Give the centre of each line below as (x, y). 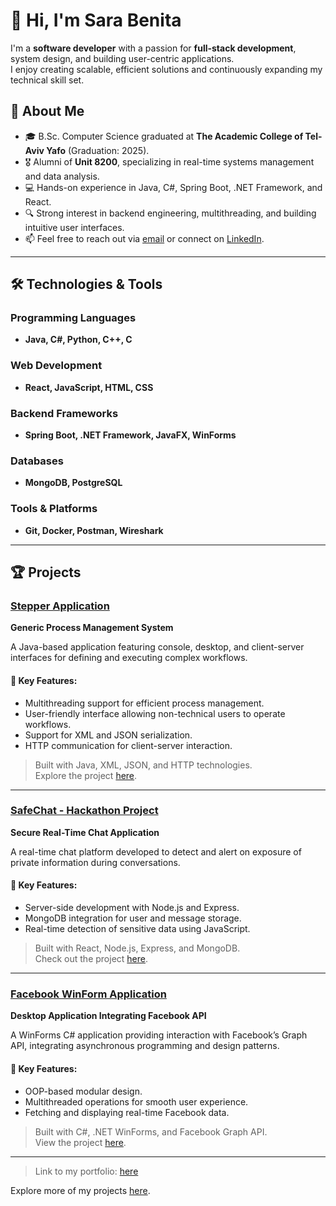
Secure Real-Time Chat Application (85, 832)
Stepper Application (60, 606)
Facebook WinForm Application (88, 994)
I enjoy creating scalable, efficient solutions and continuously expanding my (166, 69)
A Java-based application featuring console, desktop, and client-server (157, 647)
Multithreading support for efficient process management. (144, 703)
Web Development (56, 366)
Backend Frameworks (64, 413)
